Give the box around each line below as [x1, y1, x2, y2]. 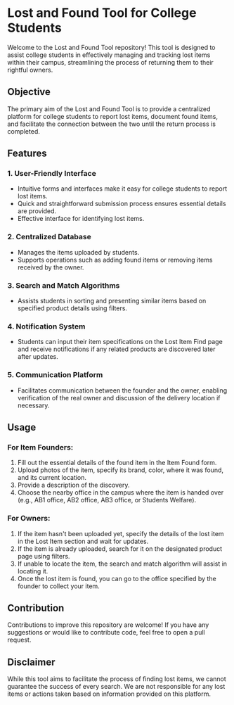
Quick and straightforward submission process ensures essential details [17, 199, 226, 208]
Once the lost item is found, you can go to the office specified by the [17, 574, 216, 583]
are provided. [17, 207, 57, 215]
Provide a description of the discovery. [17, 481, 130, 490]
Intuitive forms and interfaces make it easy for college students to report [17, 184, 227, 193]
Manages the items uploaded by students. [17, 248, 140, 256]
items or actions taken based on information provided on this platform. [7, 690, 211, 698]
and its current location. [17, 474, 86, 482]
